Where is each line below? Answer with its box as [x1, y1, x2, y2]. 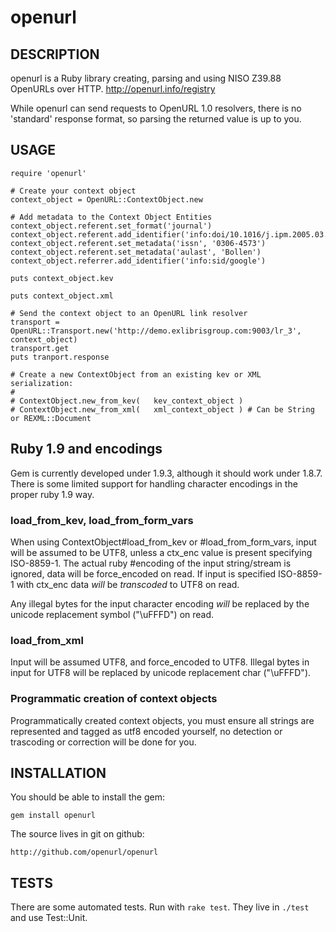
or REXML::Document [10, 413, 92, 423]
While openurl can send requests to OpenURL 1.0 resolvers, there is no [10, 102, 302, 114]
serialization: [10, 378, 74, 388]
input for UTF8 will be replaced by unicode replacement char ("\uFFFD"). [10, 667, 312, 679]
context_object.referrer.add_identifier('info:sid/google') [10, 256, 267, 266]
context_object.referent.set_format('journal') [10, 221, 213, 231]
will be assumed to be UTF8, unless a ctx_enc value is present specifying [10, 546, 313, 558]
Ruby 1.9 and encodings [10, 441, 163, 458]
